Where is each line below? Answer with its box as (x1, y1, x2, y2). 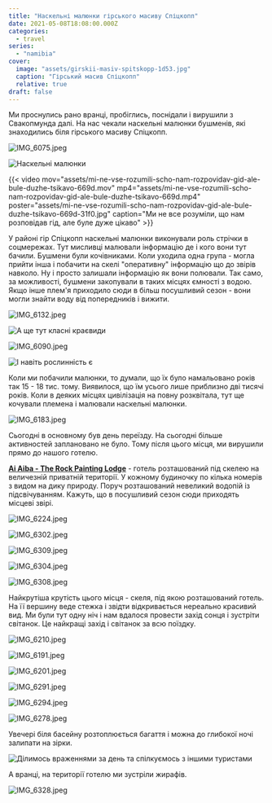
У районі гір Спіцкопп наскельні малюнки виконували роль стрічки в (8, 234, 248, 244)
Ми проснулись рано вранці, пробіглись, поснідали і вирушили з (8, 110, 234, 120)
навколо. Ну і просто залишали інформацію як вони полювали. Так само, (8, 268, 263, 278)
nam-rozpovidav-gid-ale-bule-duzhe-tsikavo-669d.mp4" (8, 192, 201, 202)
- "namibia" (15, 50, 57, 58)
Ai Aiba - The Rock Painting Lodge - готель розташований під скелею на (8, 463, 260, 473)
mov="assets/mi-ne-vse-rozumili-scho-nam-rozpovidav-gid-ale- (42, 174, 261, 184)
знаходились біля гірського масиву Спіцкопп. (8, 127, 169, 137)
